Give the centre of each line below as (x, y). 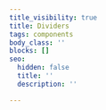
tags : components (41, 34)
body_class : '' (37, 42)
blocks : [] (29, 51)
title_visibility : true (53, 17)
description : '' (47, 84)
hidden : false (43, 68)
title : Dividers (39, 26)
